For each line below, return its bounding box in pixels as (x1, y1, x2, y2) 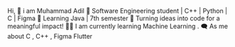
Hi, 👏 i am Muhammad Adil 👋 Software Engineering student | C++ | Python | (7, 7, 228, 15)
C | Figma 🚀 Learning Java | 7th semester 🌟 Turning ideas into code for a (7, 14, 220, 22)
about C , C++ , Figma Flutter (7, 32, 93, 40)
